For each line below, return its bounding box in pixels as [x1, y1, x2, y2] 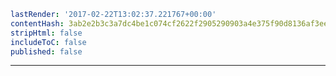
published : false [10, 46, 83, 57]
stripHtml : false [10, 28, 83, 38]
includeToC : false [10, 37, 87, 47]
